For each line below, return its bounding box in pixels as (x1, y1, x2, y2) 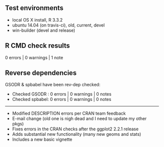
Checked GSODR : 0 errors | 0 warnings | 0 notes (12, 91, 112, 97)
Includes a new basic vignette (12, 137, 72, 143)
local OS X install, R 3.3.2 (12, 17, 63, 23)
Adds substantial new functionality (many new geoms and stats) (12, 131, 142, 137)
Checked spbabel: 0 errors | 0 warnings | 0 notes (12, 97, 111, 102)
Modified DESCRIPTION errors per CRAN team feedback (12, 110, 126, 117)
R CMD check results (5, 42, 70, 50)
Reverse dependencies (5, 69, 77, 77)
